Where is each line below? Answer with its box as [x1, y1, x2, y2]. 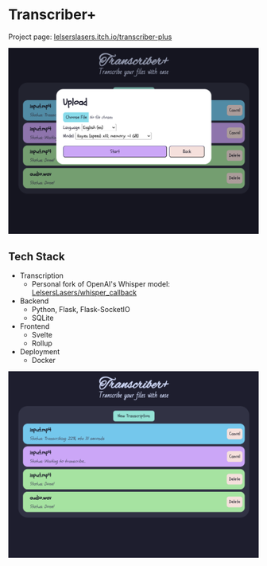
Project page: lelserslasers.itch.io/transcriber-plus [8, 32, 172, 41]
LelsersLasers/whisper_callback [31, 288, 137, 298]
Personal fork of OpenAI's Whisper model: [31, 279, 171, 289]
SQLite [31, 313, 54, 323]
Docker [31, 356, 56, 365]
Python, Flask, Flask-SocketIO [31, 305, 131, 314]
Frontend [19, 322, 50, 331]
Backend [19, 296, 49, 306]
